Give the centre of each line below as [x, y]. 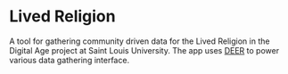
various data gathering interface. [70, 60]
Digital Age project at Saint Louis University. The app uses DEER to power [144, 50]
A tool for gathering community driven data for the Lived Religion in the [140, 41]
